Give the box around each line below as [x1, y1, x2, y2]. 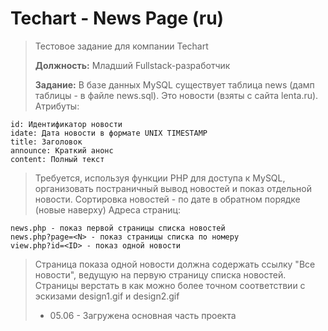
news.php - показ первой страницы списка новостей [10, 223, 226, 233]
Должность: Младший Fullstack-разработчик [34, 59, 231, 71]
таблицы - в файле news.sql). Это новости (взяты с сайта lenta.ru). [34, 89, 319, 101]
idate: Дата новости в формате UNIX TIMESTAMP [10, 128, 208, 138]
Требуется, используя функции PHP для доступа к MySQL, [34, 172, 286, 184]
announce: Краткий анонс [10, 145, 114, 156]
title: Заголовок [10, 137, 83, 147]
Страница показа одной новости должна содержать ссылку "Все [34, 258, 316, 270]
